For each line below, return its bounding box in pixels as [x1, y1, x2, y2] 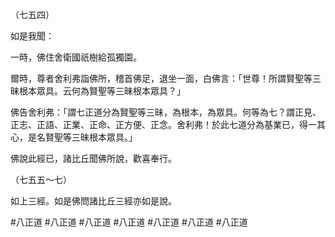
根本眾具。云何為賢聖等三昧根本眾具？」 [18, 85, 186, 97]
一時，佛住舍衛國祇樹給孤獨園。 [10, 51, 142, 63]
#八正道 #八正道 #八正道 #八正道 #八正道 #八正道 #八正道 [10, 216, 248, 228]
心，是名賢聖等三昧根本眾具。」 [10, 131, 138, 143]
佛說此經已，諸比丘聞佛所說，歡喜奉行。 [10, 153, 177, 164]
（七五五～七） [10, 174, 72, 185]
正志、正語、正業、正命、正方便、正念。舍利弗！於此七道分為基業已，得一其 [10, 119, 326, 130]
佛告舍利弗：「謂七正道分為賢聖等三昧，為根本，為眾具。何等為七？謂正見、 [10, 106, 322, 118]
